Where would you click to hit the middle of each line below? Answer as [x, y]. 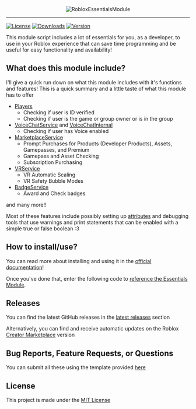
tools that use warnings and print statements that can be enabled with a [92, 222]
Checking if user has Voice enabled [66, 131]
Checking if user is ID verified [59, 112]
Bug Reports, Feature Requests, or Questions [90, 353]
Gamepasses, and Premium [56, 149]
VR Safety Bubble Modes [53, 180]
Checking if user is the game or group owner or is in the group [98, 118]
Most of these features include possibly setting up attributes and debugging [97, 216]
